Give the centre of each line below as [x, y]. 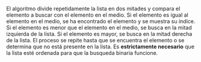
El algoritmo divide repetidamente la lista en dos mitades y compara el [93, 9]
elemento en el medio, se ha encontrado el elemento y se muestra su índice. [101, 21]
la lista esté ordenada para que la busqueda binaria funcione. [82, 53]
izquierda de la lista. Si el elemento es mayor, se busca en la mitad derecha [99, 34]
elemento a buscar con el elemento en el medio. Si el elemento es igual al [97, 15]
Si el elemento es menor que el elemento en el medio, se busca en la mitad [99, 27]
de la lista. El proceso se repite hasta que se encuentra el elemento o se [95, 40]
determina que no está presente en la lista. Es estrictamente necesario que [100, 46]
